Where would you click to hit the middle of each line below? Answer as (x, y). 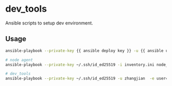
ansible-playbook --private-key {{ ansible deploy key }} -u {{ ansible (84, 51)
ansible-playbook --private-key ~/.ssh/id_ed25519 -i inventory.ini (80, 65)
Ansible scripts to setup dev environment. (49, 23)
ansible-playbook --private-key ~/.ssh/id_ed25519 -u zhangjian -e (80, 79)
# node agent (19, 60)
